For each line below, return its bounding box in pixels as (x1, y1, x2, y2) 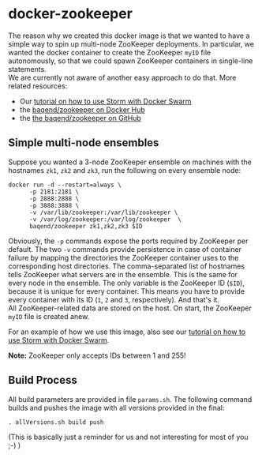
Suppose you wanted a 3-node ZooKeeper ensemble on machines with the (8, 157, 253, 167)
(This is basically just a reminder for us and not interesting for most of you (8, 432, 249, 441)
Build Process (8, 374, 77, 387)
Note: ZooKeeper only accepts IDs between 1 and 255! (8, 351, 187, 360)
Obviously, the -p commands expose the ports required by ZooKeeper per (8, 236, 249, 246)
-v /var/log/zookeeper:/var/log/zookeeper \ (28, 215, 182, 223)
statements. (8, 64, 47, 73)
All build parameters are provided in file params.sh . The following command (8, 394, 253, 404)
